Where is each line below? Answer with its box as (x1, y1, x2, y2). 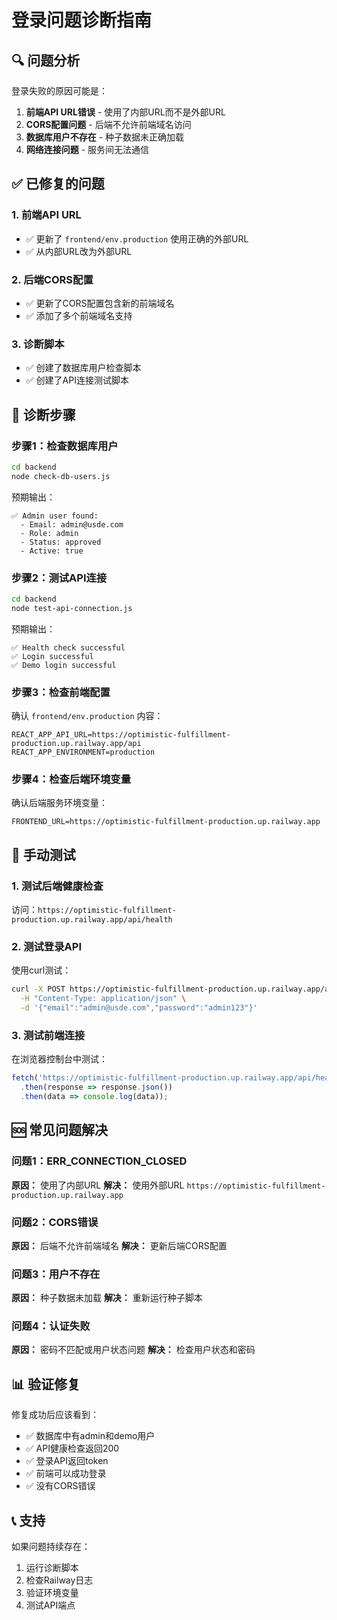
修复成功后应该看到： (11, 1409, 99, 1421)
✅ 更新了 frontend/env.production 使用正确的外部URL (25, 232, 249, 245)
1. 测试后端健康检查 (11, 879, 104, 893)
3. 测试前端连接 (11, 1028, 86, 1042)
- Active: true (20, 546, 84, 556)
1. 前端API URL (11, 208, 82, 222)
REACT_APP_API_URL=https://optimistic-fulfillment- (11, 730, 231, 740)
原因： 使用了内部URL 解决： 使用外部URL (11, 1179, 185, 1191)
